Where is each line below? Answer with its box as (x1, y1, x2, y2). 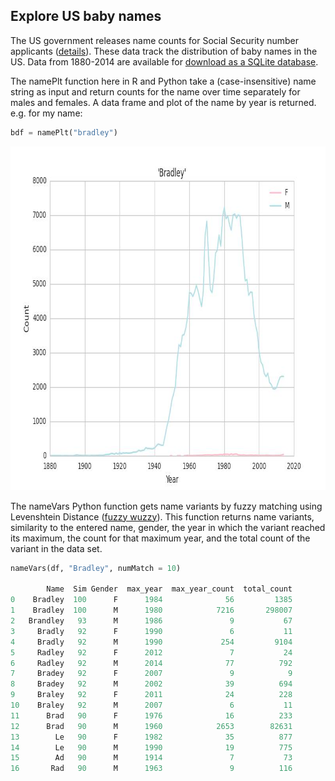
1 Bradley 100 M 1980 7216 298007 (10, 605, 293, 616)
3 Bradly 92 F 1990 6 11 (10, 626, 293, 636)
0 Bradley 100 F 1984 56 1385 (10, 595, 293, 605)
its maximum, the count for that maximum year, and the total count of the (10, 532, 311, 544)
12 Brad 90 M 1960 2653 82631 (10, 721, 293, 731)
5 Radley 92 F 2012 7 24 (10, 647, 293, 658)
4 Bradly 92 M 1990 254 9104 (10, 637, 293, 647)
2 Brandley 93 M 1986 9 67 (10, 616, 293, 626)
